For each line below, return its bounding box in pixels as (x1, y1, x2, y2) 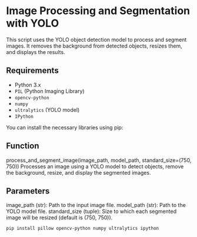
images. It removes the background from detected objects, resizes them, (6, 42, 182, 49)
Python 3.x (14, 81, 41, 88)
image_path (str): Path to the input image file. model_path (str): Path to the (6, 202, 186, 209)
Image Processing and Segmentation (6, 4, 190, 18)
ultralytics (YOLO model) (14, 106, 80, 113)
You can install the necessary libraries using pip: (6, 123, 123, 131)
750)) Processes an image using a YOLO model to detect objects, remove (6, 163, 184, 170)
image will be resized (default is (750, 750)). (6, 214, 113, 221)
